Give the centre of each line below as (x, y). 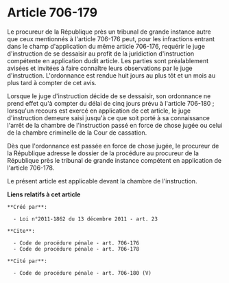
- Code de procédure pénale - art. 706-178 (76, 249)
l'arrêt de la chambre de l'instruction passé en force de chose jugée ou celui (115, 125)
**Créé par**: (27, 207)
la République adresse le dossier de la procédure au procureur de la (103, 153)
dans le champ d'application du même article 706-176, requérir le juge (106, 46)
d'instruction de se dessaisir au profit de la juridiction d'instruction (101, 54)
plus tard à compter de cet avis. (52, 82)
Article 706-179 (52, 13)
